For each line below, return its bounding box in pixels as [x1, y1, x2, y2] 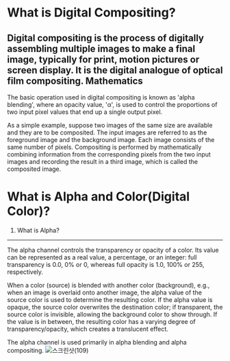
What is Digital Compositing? [7, 5, 176, 21]
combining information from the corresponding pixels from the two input [7, 150, 211, 159]
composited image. [7, 165, 62, 173]
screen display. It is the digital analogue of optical [7, 64, 223, 76]
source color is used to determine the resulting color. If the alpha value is [7, 295, 213, 303]
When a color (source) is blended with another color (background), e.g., [7, 281, 210, 289]
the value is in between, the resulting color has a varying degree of [7, 317, 196, 325]
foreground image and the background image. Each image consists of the [7, 136, 215, 143]
